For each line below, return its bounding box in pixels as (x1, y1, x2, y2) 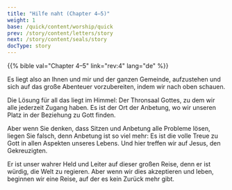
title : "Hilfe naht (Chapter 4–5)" (7, 10, 110, 17)
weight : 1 (7, 17, 36, 24)
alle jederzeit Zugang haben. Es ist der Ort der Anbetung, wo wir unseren (7, 104, 217, 111)
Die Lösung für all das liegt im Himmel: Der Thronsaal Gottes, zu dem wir (7, 96, 215, 104)
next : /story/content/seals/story (7, 36, 108, 43)
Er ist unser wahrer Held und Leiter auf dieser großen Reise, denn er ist (7, 160, 211, 168)
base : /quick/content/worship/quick (7, 23, 113, 30)
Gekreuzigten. (7, 147, 48, 155)
